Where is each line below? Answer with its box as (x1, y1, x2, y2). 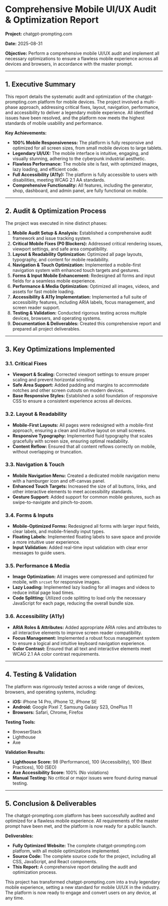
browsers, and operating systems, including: (5, 689, 97, 695)
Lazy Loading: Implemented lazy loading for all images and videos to (12, 584, 155, 590)
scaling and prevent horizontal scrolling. (12, 377, 95, 383)
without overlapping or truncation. (12, 448, 83, 455)
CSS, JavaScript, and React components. (12, 859, 97, 865)
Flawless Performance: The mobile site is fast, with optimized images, (12, 161, 158, 167)
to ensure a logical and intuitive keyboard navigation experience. (12, 640, 146, 646)
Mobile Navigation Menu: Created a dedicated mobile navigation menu (12, 473, 160, 479)
